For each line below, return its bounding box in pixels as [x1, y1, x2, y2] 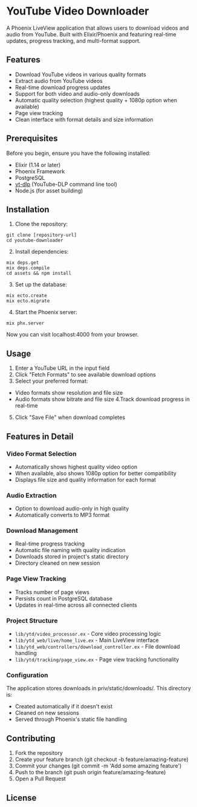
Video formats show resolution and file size [15, 389, 123, 397]
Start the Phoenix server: [15, 309, 77, 316]
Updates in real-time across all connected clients [15, 601, 137, 608]
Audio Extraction [6, 491, 57, 499]
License [6, 792, 37, 803]
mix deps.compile [6, 265, 50, 271]
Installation [6, 204, 50, 214]
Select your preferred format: [15, 377, 88, 385]
